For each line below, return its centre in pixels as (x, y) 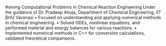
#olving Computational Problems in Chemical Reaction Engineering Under (81, 7)
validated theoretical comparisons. (40, 38)
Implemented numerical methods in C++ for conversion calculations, (75, 33)
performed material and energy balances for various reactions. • (71, 28)
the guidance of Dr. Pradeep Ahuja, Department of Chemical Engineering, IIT (83, 12)
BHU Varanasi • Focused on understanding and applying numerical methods (83, 17)
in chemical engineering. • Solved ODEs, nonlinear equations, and (73, 23)
